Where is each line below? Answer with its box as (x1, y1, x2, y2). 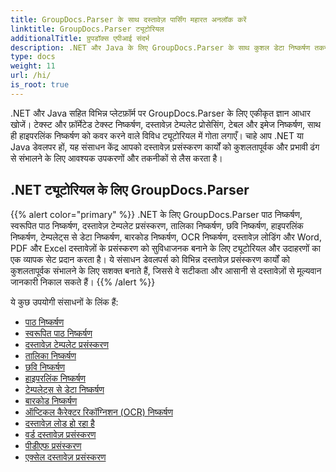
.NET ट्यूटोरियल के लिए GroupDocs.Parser (10, 182, 250, 199)
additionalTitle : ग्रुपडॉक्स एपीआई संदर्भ (10, 33, 150, 43)
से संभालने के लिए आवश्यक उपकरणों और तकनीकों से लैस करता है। (10, 152, 223, 164)
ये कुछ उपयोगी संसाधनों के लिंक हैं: (10, 296, 119, 308)
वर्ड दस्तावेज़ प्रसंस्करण (24, 428, 97, 440)
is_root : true (10, 80, 70, 90)
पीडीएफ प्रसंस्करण (24, 439, 82, 451)
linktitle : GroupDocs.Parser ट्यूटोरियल (10, 24, 165, 34)
